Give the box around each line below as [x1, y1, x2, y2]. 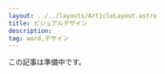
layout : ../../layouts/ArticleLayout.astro [8, 11, 158, 20]
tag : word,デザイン [8, 34, 70, 43]
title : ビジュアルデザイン [8, 19, 87, 27]
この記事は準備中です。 [8, 57, 87, 67]
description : [8, 27, 53, 35]
